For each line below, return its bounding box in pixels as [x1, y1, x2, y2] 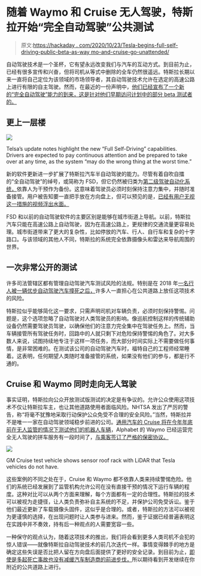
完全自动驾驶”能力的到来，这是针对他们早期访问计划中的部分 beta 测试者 [14, 91, 193, 98]
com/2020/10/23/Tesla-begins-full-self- [79, 41, 178, 49]
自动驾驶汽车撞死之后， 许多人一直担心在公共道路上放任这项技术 [37, 286, 195, 294]
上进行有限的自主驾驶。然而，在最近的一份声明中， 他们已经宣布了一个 [6, 83, 179, 90]
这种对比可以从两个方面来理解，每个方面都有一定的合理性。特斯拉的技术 [16, 491, 195, 498]
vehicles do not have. [6, 463, 59, 470]
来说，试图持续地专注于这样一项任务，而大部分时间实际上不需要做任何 [16, 337, 190, 344]
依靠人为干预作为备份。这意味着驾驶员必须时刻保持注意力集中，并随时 [17, 185, 190, 192]
